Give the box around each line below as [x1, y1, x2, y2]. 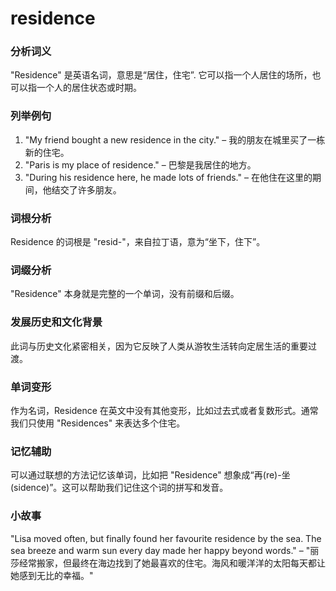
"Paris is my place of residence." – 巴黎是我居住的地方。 [24, 158, 257, 171]
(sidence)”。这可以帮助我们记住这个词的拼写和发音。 [10, 482, 229, 494]
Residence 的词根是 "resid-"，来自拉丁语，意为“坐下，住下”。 [10, 236, 266, 248]
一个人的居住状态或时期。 [36, 82, 142, 94]
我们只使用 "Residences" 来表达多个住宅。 [10, 417, 186, 429]
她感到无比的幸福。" [10, 569, 94, 581]
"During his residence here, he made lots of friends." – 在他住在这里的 [24, 171, 313, 183]
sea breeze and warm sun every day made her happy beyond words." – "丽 [10, 544, 320, 556]
